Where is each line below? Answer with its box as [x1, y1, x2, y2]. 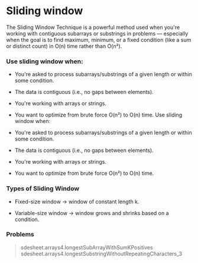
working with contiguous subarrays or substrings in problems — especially [6, 30, 189, 37]
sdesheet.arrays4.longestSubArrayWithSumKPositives [20, 243, 153, 251]
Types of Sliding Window [6, 184, 80, 193]
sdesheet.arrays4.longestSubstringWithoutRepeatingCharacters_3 [20, 250, 182, 257]
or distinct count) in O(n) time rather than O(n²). [6, 43, 122, 50]
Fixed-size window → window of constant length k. [14, 198, 139, 205]
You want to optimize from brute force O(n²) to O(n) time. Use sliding [14, 111, 183, 119]
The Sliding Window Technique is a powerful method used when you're [6, 24, 180, 31]
